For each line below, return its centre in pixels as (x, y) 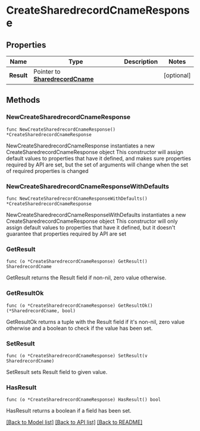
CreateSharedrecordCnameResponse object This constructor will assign (95, 152)
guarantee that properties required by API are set (66, 234)
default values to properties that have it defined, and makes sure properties (99, 158)
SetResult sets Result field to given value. (57, 372)
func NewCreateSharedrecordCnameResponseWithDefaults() (77, 199)
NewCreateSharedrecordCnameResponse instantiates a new (80, 146)
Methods (23, 100)
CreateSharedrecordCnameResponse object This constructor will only (92, 221)
